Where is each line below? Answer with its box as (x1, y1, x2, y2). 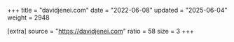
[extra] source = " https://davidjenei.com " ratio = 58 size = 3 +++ (7, 27, 195, 35)
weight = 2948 (7, 13, 50, 22)
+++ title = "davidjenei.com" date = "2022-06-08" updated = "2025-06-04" (7, 6, 228, 14)
